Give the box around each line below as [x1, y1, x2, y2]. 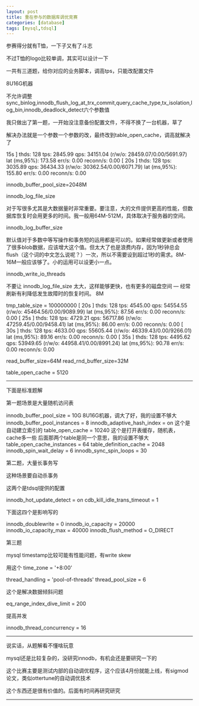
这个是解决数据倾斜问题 [6, 588, 63, 596]
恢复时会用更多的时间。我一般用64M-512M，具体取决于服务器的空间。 [16, 212, 188, 219]
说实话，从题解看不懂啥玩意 [6, 642, 74, 649]
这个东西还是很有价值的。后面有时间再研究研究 [6, 687, 120, 694]
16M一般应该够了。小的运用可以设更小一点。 [6, 258, 115, 266]
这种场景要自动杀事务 [6, 472, 58, 479]
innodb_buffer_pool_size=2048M [6, 181, 87, 189]
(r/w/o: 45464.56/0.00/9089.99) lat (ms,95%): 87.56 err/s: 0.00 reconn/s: [6, 308, 186, 315]
